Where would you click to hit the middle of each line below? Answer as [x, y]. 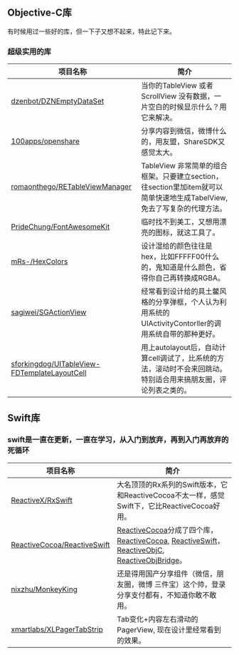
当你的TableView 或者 [177, 86]
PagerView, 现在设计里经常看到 [169, 629]
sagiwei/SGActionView [49, 312]
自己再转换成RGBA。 [190, 278]
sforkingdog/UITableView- [56, 364]
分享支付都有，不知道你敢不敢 [167, 595]
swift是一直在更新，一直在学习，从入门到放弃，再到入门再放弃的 [118, 440]
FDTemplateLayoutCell [49, 373]
